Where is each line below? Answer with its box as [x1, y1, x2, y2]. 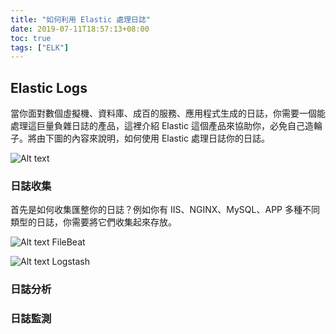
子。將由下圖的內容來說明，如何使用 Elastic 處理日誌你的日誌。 [10, 132, 270, 145]
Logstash [51, 256, 90, 268]
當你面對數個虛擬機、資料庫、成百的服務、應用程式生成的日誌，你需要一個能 [10, 107, 326, 120]
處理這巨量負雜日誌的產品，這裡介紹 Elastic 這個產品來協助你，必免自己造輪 [10, 120, 323, 132]
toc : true [10, 33, 52, 43]
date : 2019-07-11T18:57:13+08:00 [10, 24, 150, 34]
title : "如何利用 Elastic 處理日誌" [10, 14, 152, 25]
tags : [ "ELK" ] [10, 42, 70, 53]
